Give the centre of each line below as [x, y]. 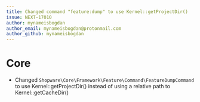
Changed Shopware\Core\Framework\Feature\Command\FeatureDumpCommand [104, 80]
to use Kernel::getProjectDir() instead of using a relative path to [93, 86]
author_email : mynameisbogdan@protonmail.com [64, 28]
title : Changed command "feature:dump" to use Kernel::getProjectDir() [97, 12]
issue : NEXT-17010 [29, 17]
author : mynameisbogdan [36, 23]
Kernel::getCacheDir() [42, 92]
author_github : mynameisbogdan [45, 34]
